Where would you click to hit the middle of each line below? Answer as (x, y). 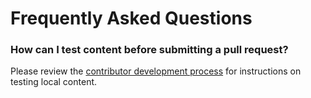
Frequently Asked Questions (131, 18)
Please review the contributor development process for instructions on (156, 71)
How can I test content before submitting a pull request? (149, 50)
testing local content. (54, 82)
